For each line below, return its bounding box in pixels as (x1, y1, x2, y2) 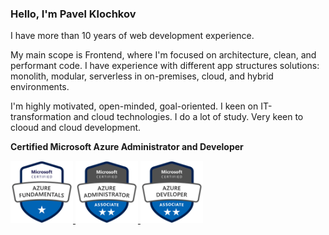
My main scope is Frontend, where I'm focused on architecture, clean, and (10, 49, 317, 61)
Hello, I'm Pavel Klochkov (10, 7, 137, 21)
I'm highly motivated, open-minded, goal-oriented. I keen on (10, 100, 259, 112)
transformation (10, 111, 72, 123)
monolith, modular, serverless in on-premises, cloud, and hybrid (10, 70, 274, 82)
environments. (10, 81, 70, 93)
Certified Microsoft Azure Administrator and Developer (10, 141, 244, 153)
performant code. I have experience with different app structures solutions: (10, 60, 320, 72)
